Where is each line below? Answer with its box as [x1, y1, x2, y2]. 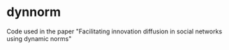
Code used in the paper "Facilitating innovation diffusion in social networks [6, 27, 223, 35]
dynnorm [6, 4, 61, 20]
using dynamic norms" [6, 34, 72, 42]
